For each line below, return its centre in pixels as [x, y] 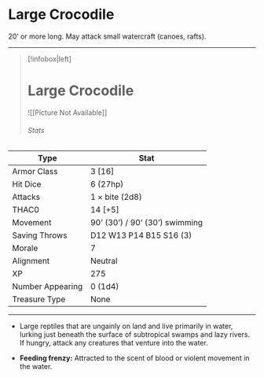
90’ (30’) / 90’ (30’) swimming [146, 223]
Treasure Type [39, 299]
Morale [25, 248]
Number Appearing [48, 286]
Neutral [104, 261]
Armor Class [35, 172]
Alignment [31, 261]
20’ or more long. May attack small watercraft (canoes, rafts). [107, 36]
